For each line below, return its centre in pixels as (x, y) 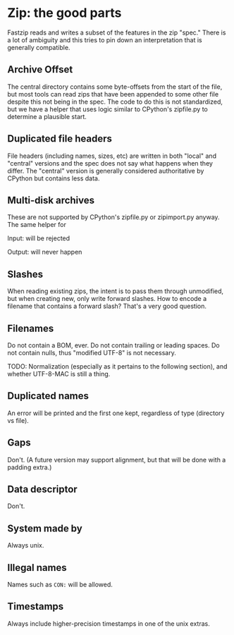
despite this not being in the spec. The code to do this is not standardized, (115, 101)
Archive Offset (40, 69)
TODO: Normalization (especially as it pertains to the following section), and (117, 366)
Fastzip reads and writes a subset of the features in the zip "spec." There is (117, 32)
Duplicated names (48, 396)
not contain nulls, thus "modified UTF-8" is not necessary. (92, 353)
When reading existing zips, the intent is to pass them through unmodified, (116, 291)
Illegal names (37, 568)
